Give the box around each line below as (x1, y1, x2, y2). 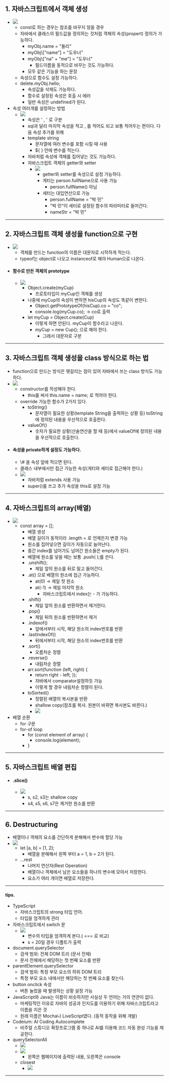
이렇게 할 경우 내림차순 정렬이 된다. (35, 684, 104, 690)
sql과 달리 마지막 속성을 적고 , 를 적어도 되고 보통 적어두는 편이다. (27, 123, 156, 129)
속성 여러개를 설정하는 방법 (12, 105, 65, 111)
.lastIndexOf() (27, 631, 56, 637)
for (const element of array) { (27, 731, 88, 737)
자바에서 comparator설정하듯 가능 (35, 677, 103, 684)
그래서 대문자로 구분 (42, 332, 82, 339)
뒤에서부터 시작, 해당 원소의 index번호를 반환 (35, 637, 123, 643)
